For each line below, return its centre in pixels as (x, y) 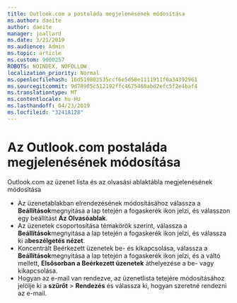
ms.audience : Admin (36, 47)
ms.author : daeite (34, 20)
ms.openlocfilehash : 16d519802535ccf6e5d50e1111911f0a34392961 (103, 79)
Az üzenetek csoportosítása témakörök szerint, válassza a (102, 225)
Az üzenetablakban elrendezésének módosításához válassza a (109, 203)
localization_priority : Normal (53, 73)
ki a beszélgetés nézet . (51, 240)
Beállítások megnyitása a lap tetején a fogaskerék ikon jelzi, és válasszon (124, 210)
